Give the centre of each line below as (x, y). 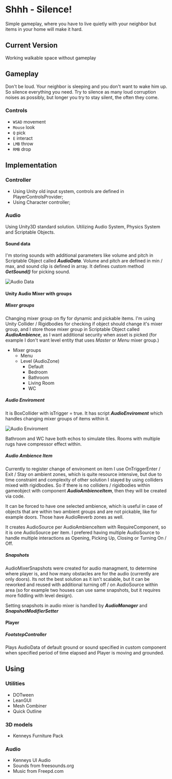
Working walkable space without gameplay (51, 58)
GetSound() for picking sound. (38, 272)
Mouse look (24, 127)
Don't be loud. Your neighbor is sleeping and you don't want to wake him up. (86, 86)
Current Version (32, 46)
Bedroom (38, 372)
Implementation (31, 165)
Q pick (19, 133)
